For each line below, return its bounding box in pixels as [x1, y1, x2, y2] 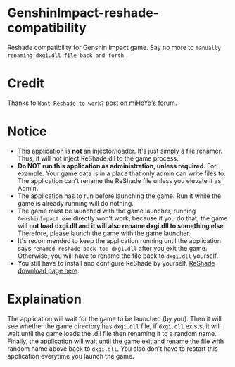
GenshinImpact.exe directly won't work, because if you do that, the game [17, 213, 228, 223]
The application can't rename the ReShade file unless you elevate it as [17, 176, 222, 185]
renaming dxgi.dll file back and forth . [7, 51, 126, 59]
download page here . [17, 266, 80, 275]
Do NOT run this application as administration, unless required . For [17, 161, 217, 170]
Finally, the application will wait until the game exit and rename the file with [7, 337, 224, 345]
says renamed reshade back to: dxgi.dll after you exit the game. [17, 244, 208, 252]
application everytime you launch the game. [7, 352, 134, 360]
